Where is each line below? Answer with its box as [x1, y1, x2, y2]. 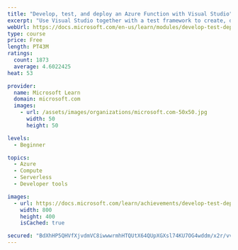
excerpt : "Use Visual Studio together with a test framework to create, [7, 17, 227, 24]
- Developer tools [13, 181, 69, 188]
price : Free [7, 37, 42, 44]
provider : [7, 82, 37, 89]
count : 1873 [13, 57, 50, 64]
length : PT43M [7, 43, 50, 50]
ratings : [7, 50, 33, 57]
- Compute [13, 167, 42, 174]
